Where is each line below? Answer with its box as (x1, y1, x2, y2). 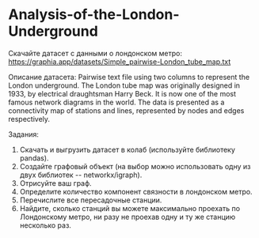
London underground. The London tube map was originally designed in (8, 81, 240, 90)
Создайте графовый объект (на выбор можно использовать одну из (19, 161, 251, 171)
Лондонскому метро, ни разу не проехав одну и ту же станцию (19, 212, 236, 221)
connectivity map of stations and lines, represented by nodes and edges (8, 105, 245, 115)
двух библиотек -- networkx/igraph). (19, 170, 143, 179)
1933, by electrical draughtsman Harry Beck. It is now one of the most (8, 89, 236, 98)
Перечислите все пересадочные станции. (19, 195, 162, 205)
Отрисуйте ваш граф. (19, 178, 93, 187)
